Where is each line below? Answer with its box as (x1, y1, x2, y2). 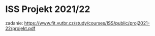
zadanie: (5, 20, 23, 26)
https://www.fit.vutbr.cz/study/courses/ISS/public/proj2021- (24, 20, 150, 26)
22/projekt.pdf (5, 25, 36, 31)
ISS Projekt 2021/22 (5, 3, 90, 15)
